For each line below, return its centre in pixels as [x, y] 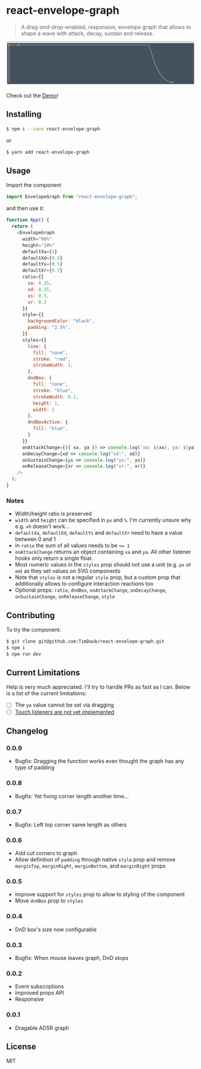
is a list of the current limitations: [46, 694]
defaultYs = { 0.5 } [42, 264]
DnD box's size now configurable [56, 929]
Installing [24, 114]
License [21, 1047]
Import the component [34, 185]
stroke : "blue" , [53, 390]
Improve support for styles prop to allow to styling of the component [100, 894]
